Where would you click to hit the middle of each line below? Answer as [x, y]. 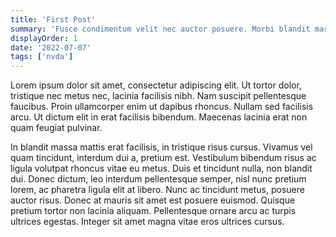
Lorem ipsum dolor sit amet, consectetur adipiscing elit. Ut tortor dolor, [156, 85]
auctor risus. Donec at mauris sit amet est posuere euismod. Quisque [153, 200]
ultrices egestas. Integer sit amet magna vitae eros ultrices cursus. [147, 222]
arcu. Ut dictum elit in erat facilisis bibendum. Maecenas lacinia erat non [159, 117]
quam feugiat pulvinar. [56, 128]
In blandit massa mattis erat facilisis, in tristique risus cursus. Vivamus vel [161, 147]
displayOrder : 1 [44, 38]
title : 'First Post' [53, 19]
